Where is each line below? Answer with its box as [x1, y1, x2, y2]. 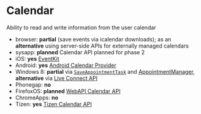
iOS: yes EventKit [15, 55, 59, 62]
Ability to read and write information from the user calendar [6, 24, 156, 31]
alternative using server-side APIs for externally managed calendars [15, 42, 189, 49]
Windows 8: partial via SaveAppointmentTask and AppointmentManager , [15, 68, 195, 75]
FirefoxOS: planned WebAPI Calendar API [15, 87, 121, 94]
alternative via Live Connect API [15, 74, 98, 82]
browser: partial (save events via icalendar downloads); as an [15, 35, 172, 43]
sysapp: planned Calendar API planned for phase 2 [15, 48, 145, 55]
